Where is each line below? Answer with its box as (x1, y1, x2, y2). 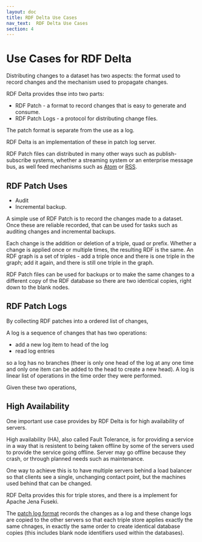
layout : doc (6, 8, 36, 15)
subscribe (6, 157, 32, 164)
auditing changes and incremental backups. (6, 228, 116, 235)
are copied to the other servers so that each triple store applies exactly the (6, 516, 193, 523)
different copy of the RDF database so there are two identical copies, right (6, 277, 192, 284)
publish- (155, 150, 177, 158)
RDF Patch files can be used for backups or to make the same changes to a (6, 271, 195, 278)
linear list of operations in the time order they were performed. (6, 371, 163, 379)
